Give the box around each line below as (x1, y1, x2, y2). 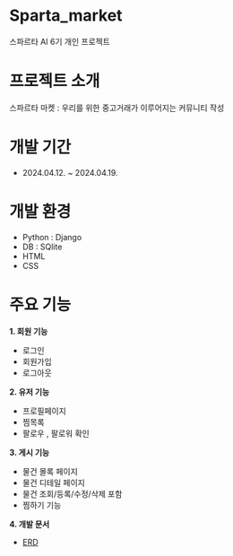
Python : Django (22, 231, 82, 242)
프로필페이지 (22, 405, 67, 416)
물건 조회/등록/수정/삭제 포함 (22, 488, 123, 499)
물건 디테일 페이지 (22, 477, 85, 488)
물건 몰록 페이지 (22, 465, 78, 476)
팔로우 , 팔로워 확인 (22, 428, 90, 439)
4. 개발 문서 (9, 518, 50, 529)
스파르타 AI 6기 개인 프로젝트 (9, 36, 110, 47)
